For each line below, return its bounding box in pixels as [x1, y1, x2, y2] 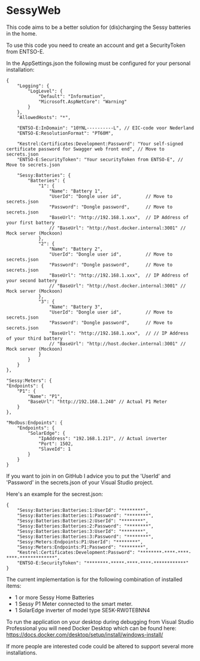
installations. [6, 649, 38, 656]
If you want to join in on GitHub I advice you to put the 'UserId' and [6, 472, 171, 479]
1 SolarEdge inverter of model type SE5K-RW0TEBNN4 [14, 606, 150, 613]
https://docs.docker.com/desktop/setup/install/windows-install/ [6, 631, 163, 638]
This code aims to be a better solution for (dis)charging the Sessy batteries [6, 23, 191, 31]
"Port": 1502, [38, 440, 74, 447]
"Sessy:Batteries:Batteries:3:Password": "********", [17, 533, 154, 540]
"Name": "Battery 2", [49, 246, 103, 252]
